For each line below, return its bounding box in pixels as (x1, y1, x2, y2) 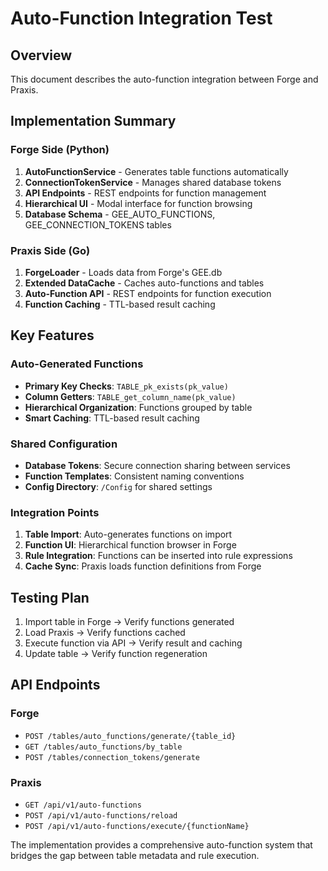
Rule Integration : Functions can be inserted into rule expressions (24, 550, 293, 562)
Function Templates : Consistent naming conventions (24, 470, 245, 482)
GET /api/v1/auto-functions (24, 800, 142, 811)
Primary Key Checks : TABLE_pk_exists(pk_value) (24, 380, 229, 392)
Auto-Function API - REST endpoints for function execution (24, 287, 272, 299)
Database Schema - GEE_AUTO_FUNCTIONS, (24, 208, 216, 220)
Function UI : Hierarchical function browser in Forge (24, 539, 237, 551)
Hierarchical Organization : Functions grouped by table (24, 401, 253, 413)
